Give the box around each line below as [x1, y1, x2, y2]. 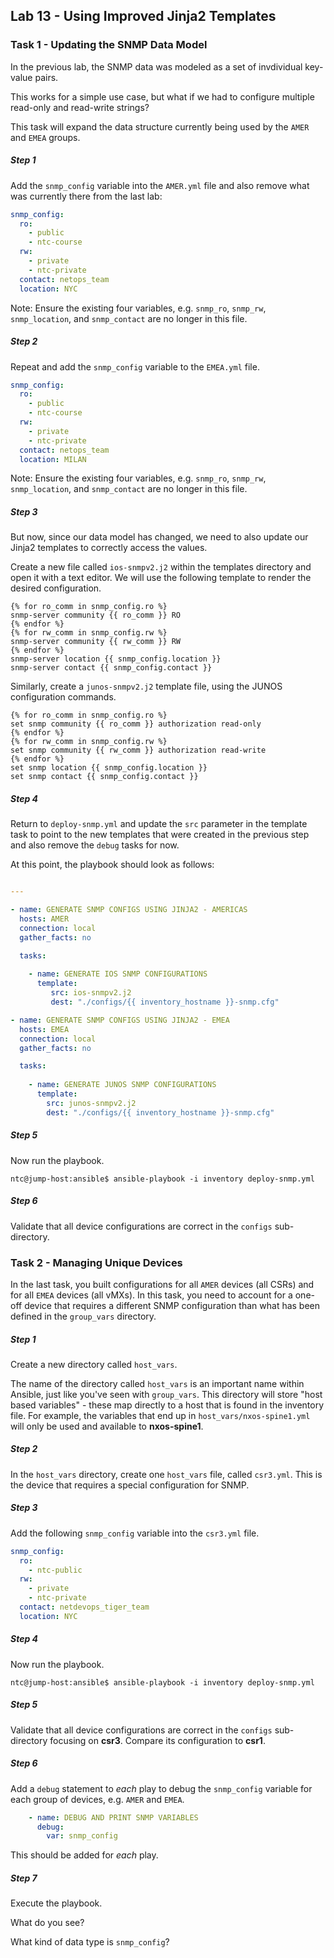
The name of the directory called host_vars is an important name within [10, 1377, 305, 1389]
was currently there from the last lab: [10, 190, 163, 202]
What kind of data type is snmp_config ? [10, 1936, 170, 1948]
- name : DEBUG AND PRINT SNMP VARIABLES [28, 1812, 199, 1823]
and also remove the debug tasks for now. [10, 839, 180, 851]
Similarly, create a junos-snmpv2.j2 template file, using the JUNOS [10, 680, 283, 693]
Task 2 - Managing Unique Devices [10, 1255, 183, 1269]
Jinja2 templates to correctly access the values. [10, 542, 208, 554]
